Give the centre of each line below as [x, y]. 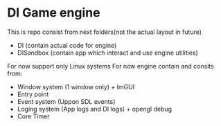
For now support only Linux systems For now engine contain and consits [111, 66]
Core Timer [33, 116]
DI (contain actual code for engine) [67, 45]
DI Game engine [54, 13]
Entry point [33, 94]
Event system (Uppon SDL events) [66, 101]
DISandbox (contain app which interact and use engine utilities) [108, 53]
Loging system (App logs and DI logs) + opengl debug [94, 109]
